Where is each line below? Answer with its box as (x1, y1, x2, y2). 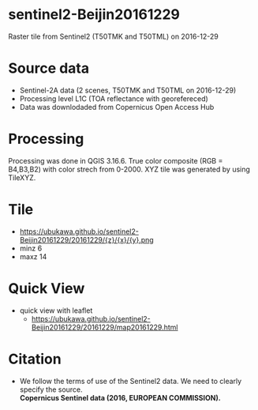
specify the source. (19, 385, 83, 394)
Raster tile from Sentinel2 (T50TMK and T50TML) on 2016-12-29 (8, 32, 219, 41)
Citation (8, 350, 62, 368)
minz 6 (19, 243, 43, 253)
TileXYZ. (8, 172, 36, 182)
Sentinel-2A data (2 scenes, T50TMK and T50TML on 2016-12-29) (19, 85, 237, 95)
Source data (8, 59, 89, 77)
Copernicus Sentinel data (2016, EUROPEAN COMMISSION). (19, 393, 221, 402)
